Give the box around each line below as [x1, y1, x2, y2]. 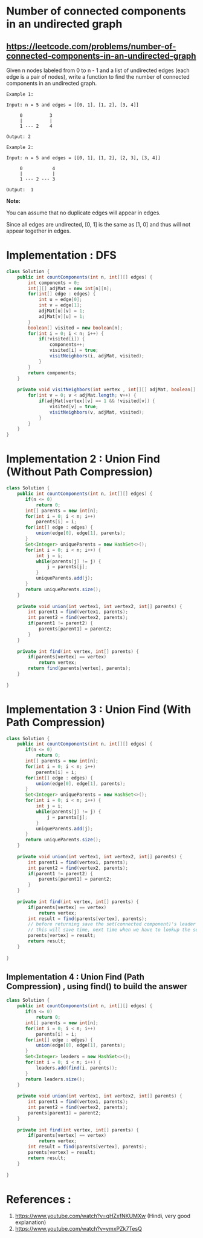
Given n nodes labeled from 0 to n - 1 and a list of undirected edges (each [6, 67, 190, 74]
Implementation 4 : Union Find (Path [6, 972, 145, 982]
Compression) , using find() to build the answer [6, 981, 188, 991]
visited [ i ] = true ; [49, 347, 98, 354]
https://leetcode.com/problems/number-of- [6, 41, 176, 51]
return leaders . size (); [25, 1076, 85, 1082]
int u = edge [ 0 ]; [38, 297, 83, 303]
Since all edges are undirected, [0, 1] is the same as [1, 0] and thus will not [6, 221, 191, 228]
